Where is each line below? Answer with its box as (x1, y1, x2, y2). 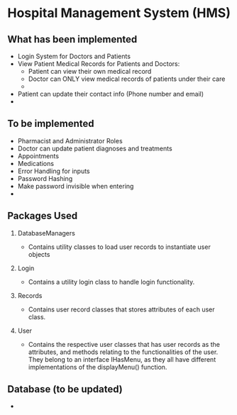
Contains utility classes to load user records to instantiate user (28, 243, 211, 251)
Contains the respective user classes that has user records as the (28, 340, 220, 348)
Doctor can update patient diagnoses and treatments (17, 144, 172, 153)
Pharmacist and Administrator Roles (17, 136, 123, 145)
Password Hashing (17, 174, 73, 182)
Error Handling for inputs (17, 167, 90, 175)
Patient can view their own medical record (28, 67, 152, 75)
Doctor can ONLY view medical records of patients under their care (28, 74, 226, 83)
